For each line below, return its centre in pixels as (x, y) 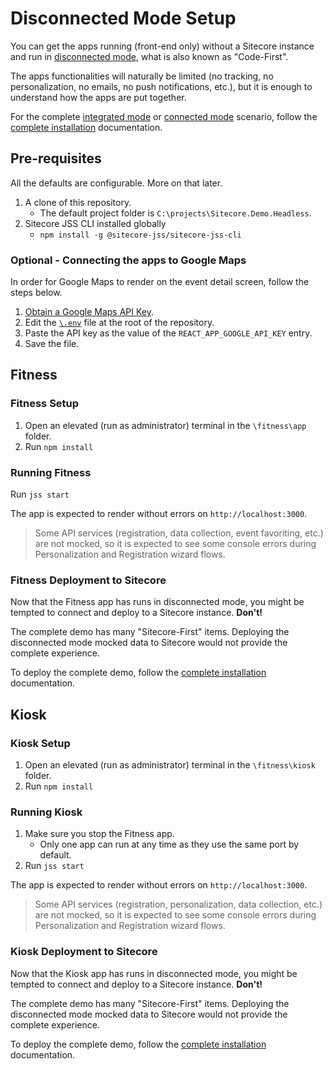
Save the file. (52, 344)
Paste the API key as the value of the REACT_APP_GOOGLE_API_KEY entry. (168, 333)
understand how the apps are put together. (98, 97)
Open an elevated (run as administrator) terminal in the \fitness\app (165, 425)
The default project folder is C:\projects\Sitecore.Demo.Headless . (175, 213)
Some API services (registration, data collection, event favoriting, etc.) (179, 533)
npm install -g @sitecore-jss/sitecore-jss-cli (140, 235)
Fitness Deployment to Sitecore (88, 580)
